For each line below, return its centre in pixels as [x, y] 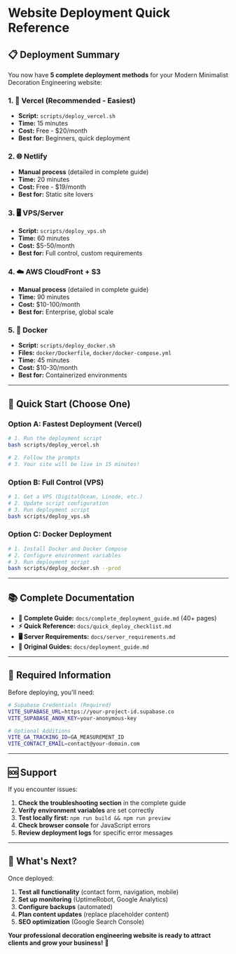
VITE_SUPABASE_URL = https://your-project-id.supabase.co [91, 711]
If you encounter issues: [43, 789]
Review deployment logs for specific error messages [96, 833]
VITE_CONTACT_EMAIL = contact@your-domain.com [74, 744]
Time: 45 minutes [44, 360]
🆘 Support [32, 773]
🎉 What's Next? [43, 861]
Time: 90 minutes [44, 297]
